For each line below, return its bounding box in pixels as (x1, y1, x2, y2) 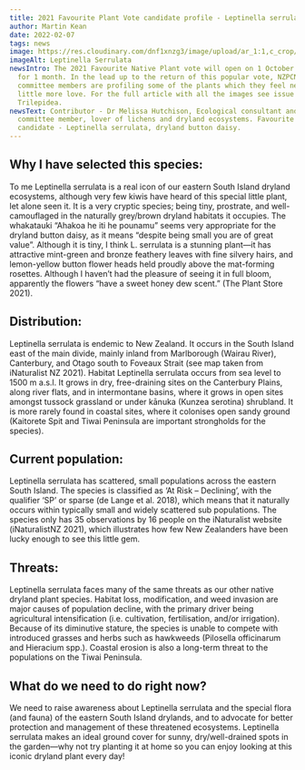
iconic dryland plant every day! (9, 751, 125, 762)
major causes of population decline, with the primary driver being (9, 603, 254, 614)
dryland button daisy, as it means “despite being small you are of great (9, 229, 274, 240)
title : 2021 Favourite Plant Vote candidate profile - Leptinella (9, 13, 266, 23)
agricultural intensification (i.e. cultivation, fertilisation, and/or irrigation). (9, 613, 280, 624)
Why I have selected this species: (9, 157, 203, 173)
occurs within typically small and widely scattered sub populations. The (9, 504, 277, 515)
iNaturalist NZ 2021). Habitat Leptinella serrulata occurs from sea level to (9, 367, 281, 378)
